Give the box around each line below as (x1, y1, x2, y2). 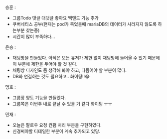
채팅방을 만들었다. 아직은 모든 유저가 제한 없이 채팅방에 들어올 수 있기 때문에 (12, 55, 161, 61)
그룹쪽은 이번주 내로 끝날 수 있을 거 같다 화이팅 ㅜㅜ (12, 101, 112, 107)
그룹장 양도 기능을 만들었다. (12, 95, 66, 101)
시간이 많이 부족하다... (12, 34, 55, 39)
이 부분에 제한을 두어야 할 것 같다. (12, 61, 78, 67)
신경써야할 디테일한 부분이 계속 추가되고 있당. (12, 129, 101, 134)
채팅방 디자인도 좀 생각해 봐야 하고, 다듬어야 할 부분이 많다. (12, 67, 127, 73)
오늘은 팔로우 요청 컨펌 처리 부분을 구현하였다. (12, 122, 102, 128)
